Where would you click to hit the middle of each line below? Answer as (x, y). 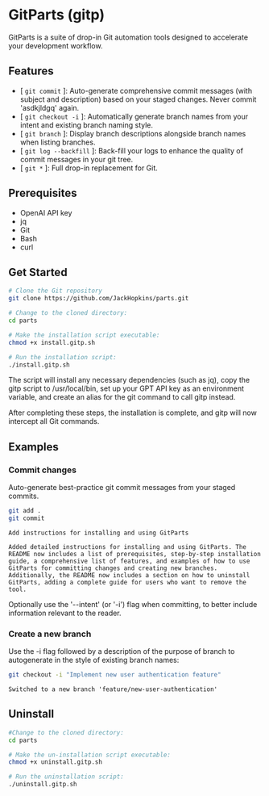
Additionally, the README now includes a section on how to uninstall (129, 575)
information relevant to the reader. (65, 613)
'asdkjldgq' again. (50, 107)
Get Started (38, 272)
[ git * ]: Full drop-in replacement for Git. (89, 168)
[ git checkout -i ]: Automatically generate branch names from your (134, 116)
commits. (24, 496)
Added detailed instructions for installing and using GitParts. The (128, 547)
